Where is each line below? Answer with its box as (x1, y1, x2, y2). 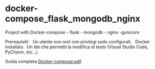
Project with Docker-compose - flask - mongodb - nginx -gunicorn (5, 29, 140, 35)
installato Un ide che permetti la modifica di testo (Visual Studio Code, (5, 44, 149, 50)
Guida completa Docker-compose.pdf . (5, 58, 82, 64)
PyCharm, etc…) (5, 49, 38, 55)
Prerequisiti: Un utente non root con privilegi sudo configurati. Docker (5, 38, 150, 44)
